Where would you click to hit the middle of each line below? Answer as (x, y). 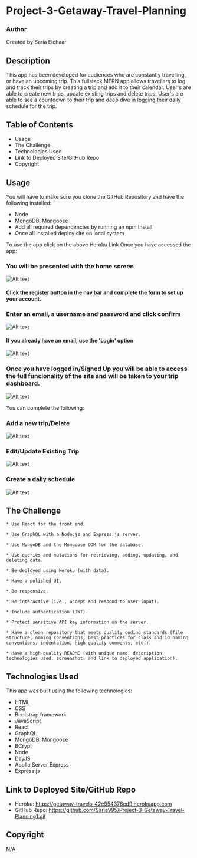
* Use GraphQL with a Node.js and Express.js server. (74, 535)
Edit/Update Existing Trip (43, 451)
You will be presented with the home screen (70, 266)
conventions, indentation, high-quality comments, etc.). (79, 643)
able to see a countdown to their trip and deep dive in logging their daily (93, 100)
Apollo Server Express (42, 765)
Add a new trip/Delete (38, 423)
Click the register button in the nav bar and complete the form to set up (95, 292)
